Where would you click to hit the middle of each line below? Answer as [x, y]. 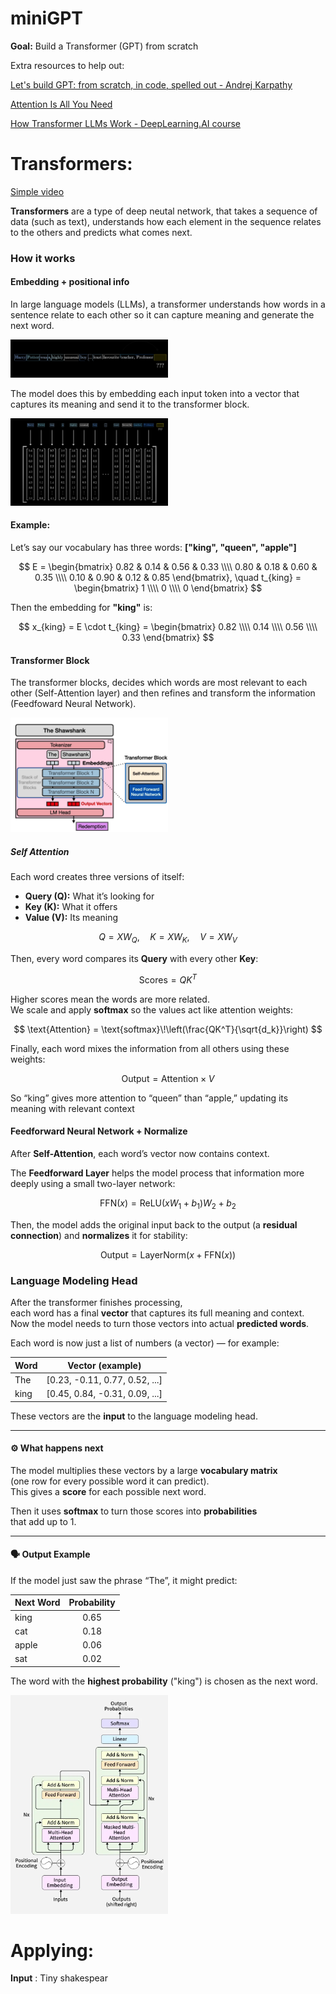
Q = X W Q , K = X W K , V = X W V [168, 938]
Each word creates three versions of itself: [97, 877]
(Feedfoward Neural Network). [73, 704]
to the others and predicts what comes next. [101, 232]
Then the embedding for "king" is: [81, 607]
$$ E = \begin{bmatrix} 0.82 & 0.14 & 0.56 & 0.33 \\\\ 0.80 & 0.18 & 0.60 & [168, 566]
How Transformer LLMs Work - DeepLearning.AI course [126, 123]
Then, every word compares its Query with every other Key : [134, 959]
